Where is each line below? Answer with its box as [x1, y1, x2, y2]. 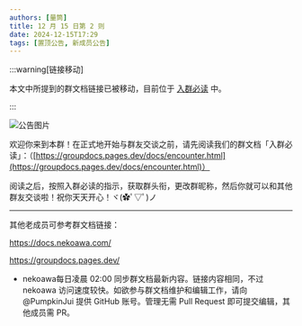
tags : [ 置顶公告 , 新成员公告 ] [9, 38, 111, 48]
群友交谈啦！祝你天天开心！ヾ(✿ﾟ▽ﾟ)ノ [9, 192, 157, 203]
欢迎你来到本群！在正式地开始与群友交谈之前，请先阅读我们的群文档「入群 [9, 139, 285, 149]
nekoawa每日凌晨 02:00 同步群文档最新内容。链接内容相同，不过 [22, 274, 264, 285]
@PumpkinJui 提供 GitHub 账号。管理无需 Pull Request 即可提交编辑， [22, 296, 283, 307]
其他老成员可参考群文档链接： [9, 220, 120, 231]
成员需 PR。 [30, 307, 75, 318]
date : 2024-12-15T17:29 [9, 30, 99, 39]
